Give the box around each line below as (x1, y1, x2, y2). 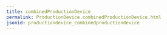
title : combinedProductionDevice (6, 8, 91, 15)
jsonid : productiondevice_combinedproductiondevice (6, 20, 140, 26)
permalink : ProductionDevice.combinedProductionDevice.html (6, 14, 162, 20)
